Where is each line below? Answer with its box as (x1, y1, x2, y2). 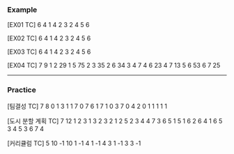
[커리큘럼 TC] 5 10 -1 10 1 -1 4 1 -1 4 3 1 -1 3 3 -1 (7, 139, 141, 147)
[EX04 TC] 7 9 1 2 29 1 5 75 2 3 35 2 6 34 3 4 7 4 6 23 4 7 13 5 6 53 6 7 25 (7, 61, 221, 70)
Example (7, 5, 38, 15)
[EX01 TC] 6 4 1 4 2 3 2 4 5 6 (7, 21, 90, 29)
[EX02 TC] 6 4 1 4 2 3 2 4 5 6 (7, 34, 91, 43)
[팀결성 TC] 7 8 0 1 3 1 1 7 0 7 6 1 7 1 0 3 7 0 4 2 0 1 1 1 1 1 (7, 102, 167, 110)
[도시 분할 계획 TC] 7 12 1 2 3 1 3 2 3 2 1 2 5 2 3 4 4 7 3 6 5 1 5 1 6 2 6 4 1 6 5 (7, 116, 223, 125)
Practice (7, 85, 36, 95)
